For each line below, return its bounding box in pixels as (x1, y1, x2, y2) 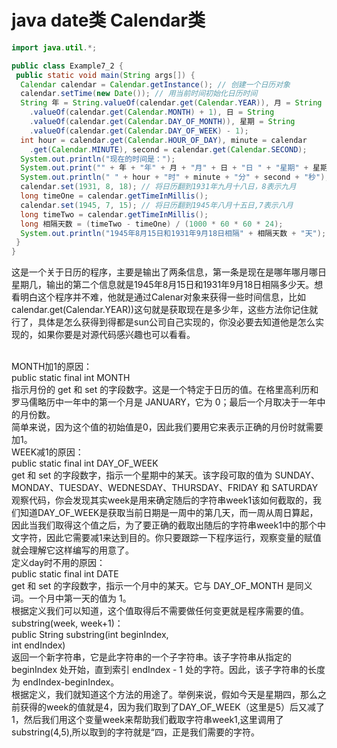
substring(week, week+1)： (11, 617, 124, 630)
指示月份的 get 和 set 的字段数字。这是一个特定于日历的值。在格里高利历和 (11, 384, 319, 396)
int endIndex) (11, 639, 66, 651)
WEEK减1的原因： (11, 446, 84, 458)
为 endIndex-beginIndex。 (11, 676, 120, 688)
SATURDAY (271, 482, 319, 494)
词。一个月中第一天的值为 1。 (11, 592, 132, 605)
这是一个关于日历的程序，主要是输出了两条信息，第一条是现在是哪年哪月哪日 (11, 266, 327, 278)
